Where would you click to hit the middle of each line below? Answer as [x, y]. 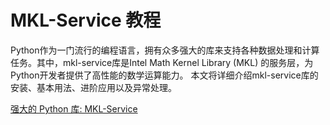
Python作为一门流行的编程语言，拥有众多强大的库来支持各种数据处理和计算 [165, 50]
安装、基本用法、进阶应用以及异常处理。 [93, 87]
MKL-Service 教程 [86, 20]
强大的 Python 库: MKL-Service [74, 108]
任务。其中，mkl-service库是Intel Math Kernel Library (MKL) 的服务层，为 [162, 62]
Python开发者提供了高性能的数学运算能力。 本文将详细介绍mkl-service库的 [164, 75]
